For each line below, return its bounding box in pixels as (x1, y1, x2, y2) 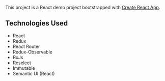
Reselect (12, 60, 32, 66)
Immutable (12, 65, 35, 71)
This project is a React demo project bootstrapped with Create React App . (5, 5, 160, 10)
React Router (12, 43, 40, 49)
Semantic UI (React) (12, 70, 55, 76)
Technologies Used (5, 19, 68, 28)
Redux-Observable (12, 48, 52, 55)
